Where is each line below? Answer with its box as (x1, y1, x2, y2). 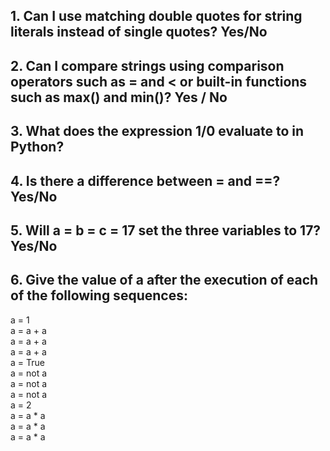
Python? (10, 139, 65, 156)
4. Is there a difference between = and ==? (10, 172, 281, 189)
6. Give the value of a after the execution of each (10, 272, 319, 289)
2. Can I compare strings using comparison (10, 57, 285, 74)
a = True (10, 356, 45, 368)
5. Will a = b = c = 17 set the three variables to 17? (10, 222, 322, 239)
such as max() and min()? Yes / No (10, 89, 228, 106)
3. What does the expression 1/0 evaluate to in (10, 123, 305, 140)
